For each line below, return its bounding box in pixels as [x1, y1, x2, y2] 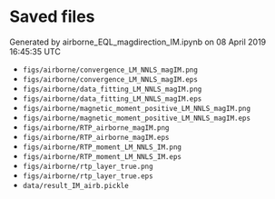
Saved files [9, 6, 95, 27]
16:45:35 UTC [9, 45, 61, 56]
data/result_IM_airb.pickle [22, 181, 129, 190]
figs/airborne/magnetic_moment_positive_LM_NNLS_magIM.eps [22, 114, 251, 123]
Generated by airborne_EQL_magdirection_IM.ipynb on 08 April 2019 [9, 36, 267, 47]
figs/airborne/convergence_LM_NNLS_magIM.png [22, 65, 198, 75]
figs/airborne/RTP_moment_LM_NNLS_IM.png [22, 143, 182, 152]
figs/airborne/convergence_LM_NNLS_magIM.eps [22, 75, 198, 84]
